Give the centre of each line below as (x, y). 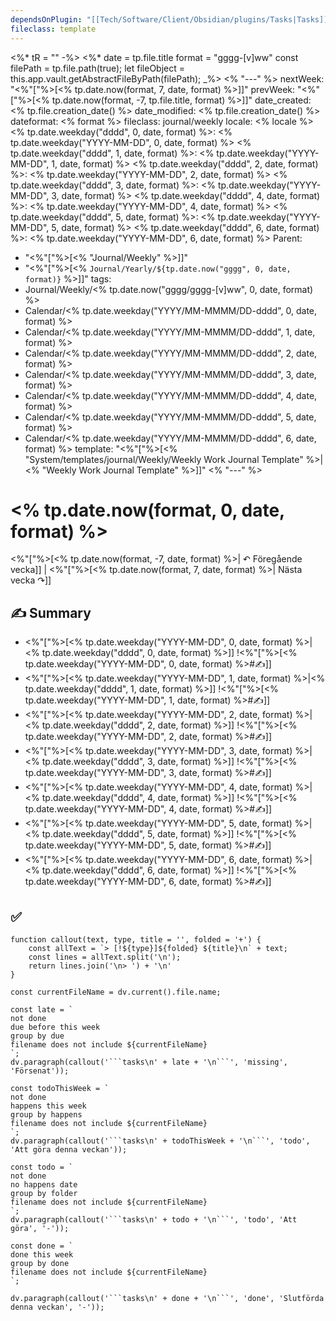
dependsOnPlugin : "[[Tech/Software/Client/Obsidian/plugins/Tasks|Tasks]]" (171, 19)
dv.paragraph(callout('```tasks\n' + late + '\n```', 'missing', (149, 1062)
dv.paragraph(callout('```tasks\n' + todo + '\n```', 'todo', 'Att (154, 1220)
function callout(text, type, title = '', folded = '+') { (136, 940)
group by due (37, 1036)
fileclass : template (53, 29)
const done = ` (42, 1246)
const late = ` (42, 1010)
